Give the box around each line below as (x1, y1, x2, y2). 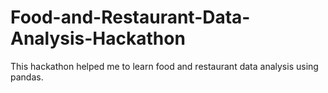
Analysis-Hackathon (10, 27, 186, 50)
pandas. (10, 71, 44, 83)
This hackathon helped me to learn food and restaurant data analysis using (10, 60, 319, 72)
